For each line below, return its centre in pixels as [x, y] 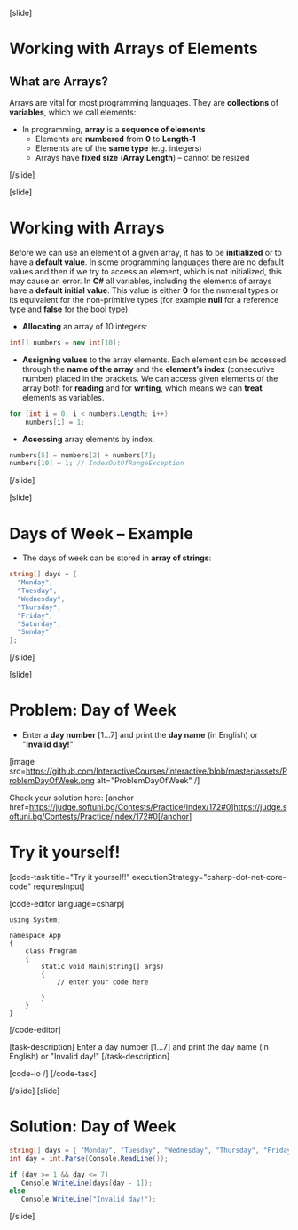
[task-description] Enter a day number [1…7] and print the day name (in [139, 1047]
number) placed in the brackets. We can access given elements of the [150, 378]
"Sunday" [33, 632]
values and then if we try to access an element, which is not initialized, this [145, 271]
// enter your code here [102, 982]
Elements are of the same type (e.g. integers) [118, 148]
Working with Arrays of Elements [134, 49]
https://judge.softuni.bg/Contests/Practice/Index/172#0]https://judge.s [158, 807]
